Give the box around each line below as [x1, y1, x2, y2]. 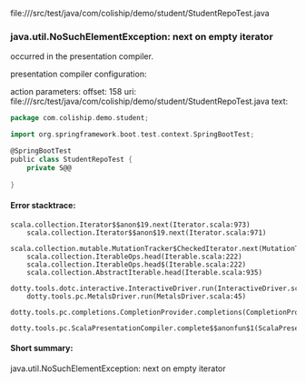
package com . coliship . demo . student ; [10, 114, 149, 123]
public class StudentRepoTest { [10, 155, 133, 164]
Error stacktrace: [10, 200, 76, 211]
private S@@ [26, 163, 72, 172]
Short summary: [10, 343, 74, 354]
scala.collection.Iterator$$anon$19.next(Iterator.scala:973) [10, 220, 251, 229]
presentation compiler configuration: [10, 68, 147, 80]
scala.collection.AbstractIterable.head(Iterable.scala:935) [26, 267, 262, 277]
